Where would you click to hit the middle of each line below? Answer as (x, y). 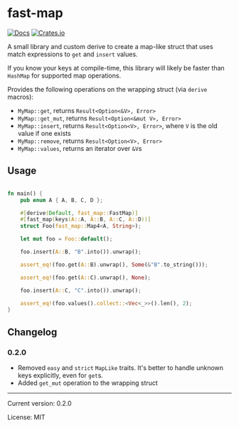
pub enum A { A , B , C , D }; (62, 200)
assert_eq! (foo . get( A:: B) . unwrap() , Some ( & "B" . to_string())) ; (114, 265)
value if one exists (44, 133)
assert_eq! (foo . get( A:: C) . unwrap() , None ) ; (86, 278)
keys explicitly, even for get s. (60, 375)
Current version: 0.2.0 (39, 403)
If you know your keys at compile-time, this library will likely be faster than (116, 68)
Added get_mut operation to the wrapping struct (87, 383)
